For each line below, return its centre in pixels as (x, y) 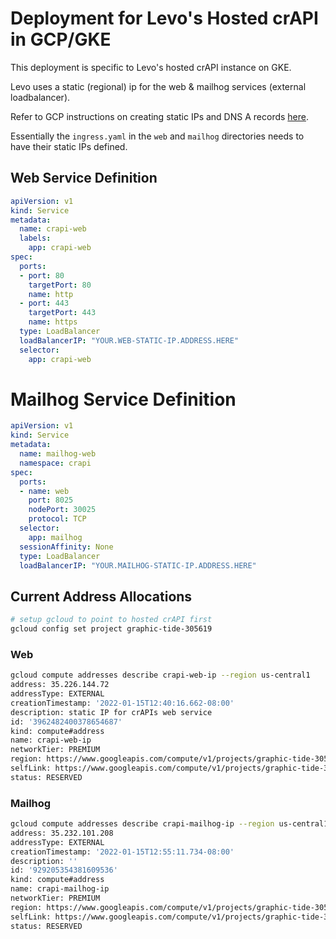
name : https (53, 322)
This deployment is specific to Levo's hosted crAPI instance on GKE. (151, 67)
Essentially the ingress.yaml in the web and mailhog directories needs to (157, 136)
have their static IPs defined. (69, 146)
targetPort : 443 (62, 313)
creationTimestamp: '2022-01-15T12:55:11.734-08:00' (122, 852)
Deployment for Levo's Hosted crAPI (164, 18)
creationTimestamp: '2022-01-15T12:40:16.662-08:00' (122, 703)
